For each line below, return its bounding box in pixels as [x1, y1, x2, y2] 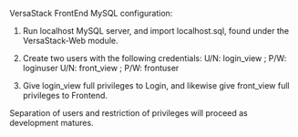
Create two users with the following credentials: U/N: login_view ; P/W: [22, 53, 287, 63]
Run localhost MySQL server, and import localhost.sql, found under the [22, 26, 290, 36]
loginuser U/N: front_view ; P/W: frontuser [22, 63, 180, 73]
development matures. [9, 118, 94, 128]
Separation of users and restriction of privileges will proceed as [9, 108, 248, 118]
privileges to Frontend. [22, 90, 108, 100]
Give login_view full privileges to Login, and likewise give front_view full [22, 80, 290, 90]
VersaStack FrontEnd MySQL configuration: [9, 8, 173, 18]
